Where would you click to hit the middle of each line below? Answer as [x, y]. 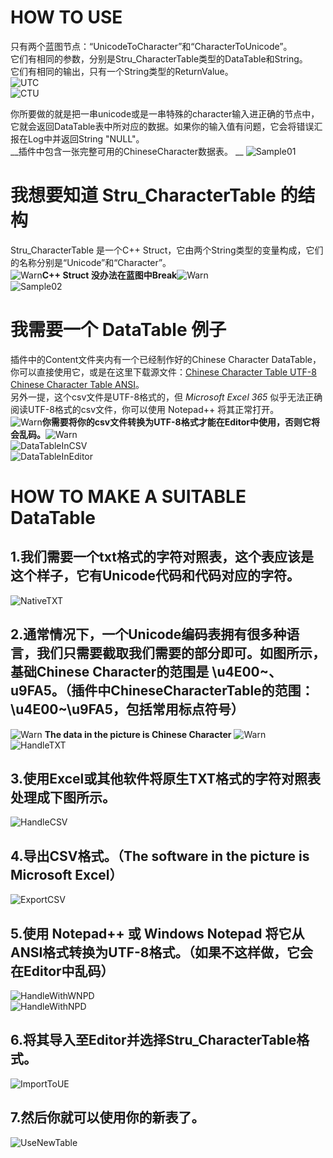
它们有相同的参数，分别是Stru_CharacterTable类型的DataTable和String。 [159, 58]
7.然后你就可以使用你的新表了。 [107, 1117]
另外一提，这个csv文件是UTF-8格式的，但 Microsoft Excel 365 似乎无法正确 [166, 397]
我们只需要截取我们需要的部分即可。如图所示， [181, 653]
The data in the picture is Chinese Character [138, 734]
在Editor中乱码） [62, 971]
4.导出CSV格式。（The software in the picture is [160, 856]
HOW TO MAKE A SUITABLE [128, 497]
